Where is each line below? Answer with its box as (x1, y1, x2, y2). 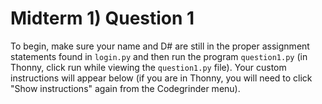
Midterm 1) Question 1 (10, 7, 195, 30)
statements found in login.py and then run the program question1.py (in (10, 50, 308, 62)
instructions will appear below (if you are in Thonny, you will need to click (10, 72, 313, 84)
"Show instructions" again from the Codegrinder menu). (10, 82, 241, 94)
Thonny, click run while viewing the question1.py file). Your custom (10, 61, 287, 73)
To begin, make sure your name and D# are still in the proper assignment (10, 40, 310, 52)
